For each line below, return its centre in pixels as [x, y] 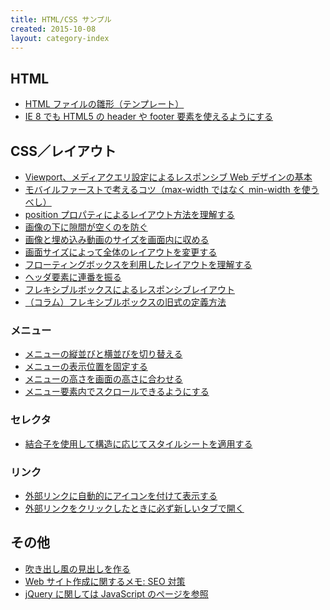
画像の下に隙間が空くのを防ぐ [86, 227]
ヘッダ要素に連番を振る [73, 277]
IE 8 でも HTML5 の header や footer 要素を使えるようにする [149, 117]
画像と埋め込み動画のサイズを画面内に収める [117, 239]
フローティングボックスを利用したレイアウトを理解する [138, 264]
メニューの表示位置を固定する [86, 367]
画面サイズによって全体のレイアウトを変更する [121, 252]
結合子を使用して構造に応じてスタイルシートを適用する [138, 443]
